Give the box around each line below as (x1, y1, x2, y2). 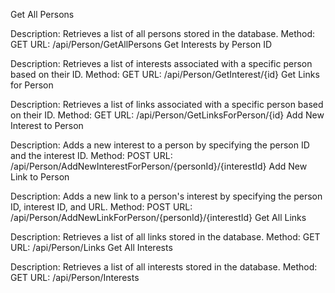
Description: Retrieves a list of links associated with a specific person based (10, 99, 324, 110)
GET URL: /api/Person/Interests (10, 272, 140, 283)
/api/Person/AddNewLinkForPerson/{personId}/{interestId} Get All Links (10, 212, 307, 223)
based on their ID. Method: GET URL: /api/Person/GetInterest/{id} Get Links (10, 69, 320, 80)
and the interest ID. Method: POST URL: (10, 150, 173, 161)
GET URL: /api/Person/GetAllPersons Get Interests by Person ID (10, 39, 273, 50)
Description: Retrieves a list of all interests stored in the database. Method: (10, 261, 318, 273)
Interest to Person (10, 120, 84, 131)
